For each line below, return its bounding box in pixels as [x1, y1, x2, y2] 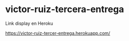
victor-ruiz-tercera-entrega [5, 4, 124, 15]
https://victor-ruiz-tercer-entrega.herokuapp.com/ [5, 30, 111, 36]
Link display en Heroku [5, 20, 53, 26]
